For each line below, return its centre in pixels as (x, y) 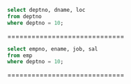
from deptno (24, 16)
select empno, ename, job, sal (53, 49)
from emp (20, 56)
